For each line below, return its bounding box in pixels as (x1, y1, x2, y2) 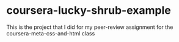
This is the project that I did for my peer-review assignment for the (6, 23, 174, 31)
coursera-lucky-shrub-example (6, 4, 171, 17)
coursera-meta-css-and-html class (6, 29, 95, 37)
